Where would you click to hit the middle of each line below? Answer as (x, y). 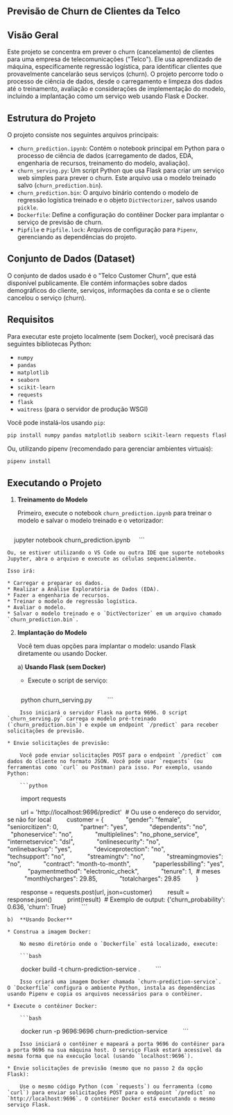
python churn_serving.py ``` (67, 700)
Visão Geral (33, 35)
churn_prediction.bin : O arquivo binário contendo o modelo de (108, 193)
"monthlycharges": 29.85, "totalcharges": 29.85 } (111, 879)
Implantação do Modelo (52, 633)
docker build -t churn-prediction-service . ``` (91, 969)
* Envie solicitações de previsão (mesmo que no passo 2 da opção (105, 1068)
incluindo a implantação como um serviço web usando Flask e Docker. (108, 96)
